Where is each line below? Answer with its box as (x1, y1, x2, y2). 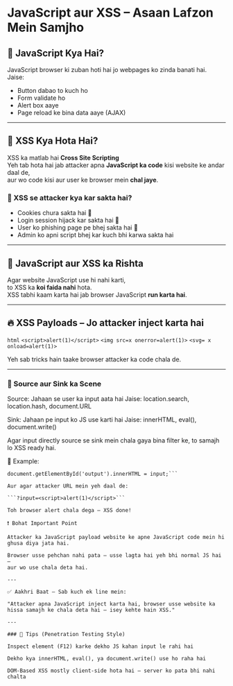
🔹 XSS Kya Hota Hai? (7, 135, 98, 147)
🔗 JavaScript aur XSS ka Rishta (7, 257, 144, 269)
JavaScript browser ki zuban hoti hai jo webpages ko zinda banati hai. (7, 66, 207, 74)
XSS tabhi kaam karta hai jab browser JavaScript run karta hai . (7, 290, 187, 299)
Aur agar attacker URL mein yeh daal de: (7, 483, 129, 490)
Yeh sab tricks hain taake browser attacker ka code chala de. (7, 355, 182, 363)
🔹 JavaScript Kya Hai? (7, 47, 104, 59)
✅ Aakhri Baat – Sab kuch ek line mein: (7, 588, 127, 596)
